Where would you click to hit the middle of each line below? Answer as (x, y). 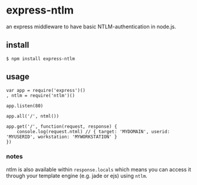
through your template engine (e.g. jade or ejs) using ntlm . (77, 176)
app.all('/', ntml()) (33, 116)
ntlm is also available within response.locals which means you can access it (99, 169)
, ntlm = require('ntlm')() (41, 95)
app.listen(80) (25, 106)
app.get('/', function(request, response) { (62, 126)
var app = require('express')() (46, 90)
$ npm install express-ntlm (41, 59)
